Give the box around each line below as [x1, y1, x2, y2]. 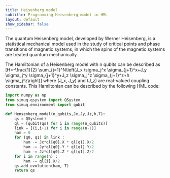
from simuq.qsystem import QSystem [5, 97, 81, 103]
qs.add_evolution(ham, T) [14, 163, 70, 168]
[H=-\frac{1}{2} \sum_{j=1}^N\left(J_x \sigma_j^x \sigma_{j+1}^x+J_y [5, 67, 147, 73]
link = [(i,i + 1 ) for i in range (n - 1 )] [14, 125, 96, 131]
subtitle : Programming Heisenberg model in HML [5, 12, 108, 17]
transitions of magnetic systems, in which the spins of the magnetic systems [5, 46, 165, 52]
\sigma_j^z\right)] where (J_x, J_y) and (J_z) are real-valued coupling [5, 78, 150, 84]
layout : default [5, 17, 40, 22]
